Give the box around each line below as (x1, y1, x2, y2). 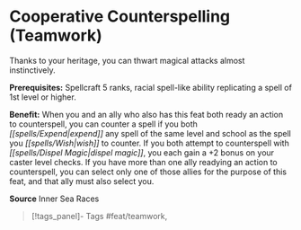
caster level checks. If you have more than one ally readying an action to (9, 156, 278, 167)
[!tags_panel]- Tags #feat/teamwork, (31, 210, 168, 221)
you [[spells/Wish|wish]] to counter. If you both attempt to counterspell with (9, 137, 289, 148)
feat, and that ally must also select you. (9, 175, 155, 186)
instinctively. (9, 65, 56, 75)
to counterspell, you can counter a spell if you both (9, 119, 198, 129)
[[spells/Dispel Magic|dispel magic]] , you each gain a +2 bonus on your (9, 146, 275, 158)
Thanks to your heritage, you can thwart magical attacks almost (9, 55, 245, 66)
